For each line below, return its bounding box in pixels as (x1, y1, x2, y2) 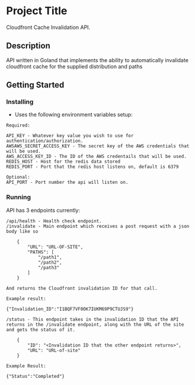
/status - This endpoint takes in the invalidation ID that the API (6, 316, 179, 322)
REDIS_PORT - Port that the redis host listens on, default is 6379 (6, 164, 179, 170)
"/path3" (37, 264, 60, 270)
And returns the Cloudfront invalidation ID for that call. (6, 285, 158, 291)
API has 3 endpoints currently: (6, 206, 80, 213)
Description (6, 41, 50, 51)
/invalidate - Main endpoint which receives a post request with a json (6, 223, 190, 229)
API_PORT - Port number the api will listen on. (6, 179, 129, 186)
